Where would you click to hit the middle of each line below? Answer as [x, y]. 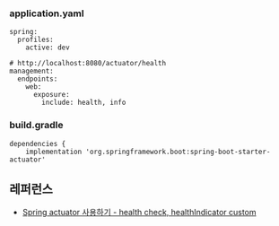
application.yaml [47, 13]
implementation [54, 152]
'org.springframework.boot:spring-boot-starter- [178, 152]
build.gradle [36, 126]
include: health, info [84, 103]
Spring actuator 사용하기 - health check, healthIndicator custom [139, 213]
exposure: [51, 95]
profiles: [35, 40]
